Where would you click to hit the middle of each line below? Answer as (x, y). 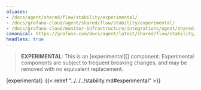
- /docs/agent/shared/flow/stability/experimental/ (72, 17)
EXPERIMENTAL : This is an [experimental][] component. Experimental (107, 56)
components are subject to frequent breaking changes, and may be (104, 63)
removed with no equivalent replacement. (72, 69)
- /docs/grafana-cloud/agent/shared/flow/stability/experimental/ (91, 23)
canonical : (20, 34)
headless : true (25, 39)
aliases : (17, 12)
